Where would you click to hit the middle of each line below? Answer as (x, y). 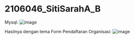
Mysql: (11, 22)
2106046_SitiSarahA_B (53, 9)
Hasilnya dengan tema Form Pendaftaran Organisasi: (58, 31)
